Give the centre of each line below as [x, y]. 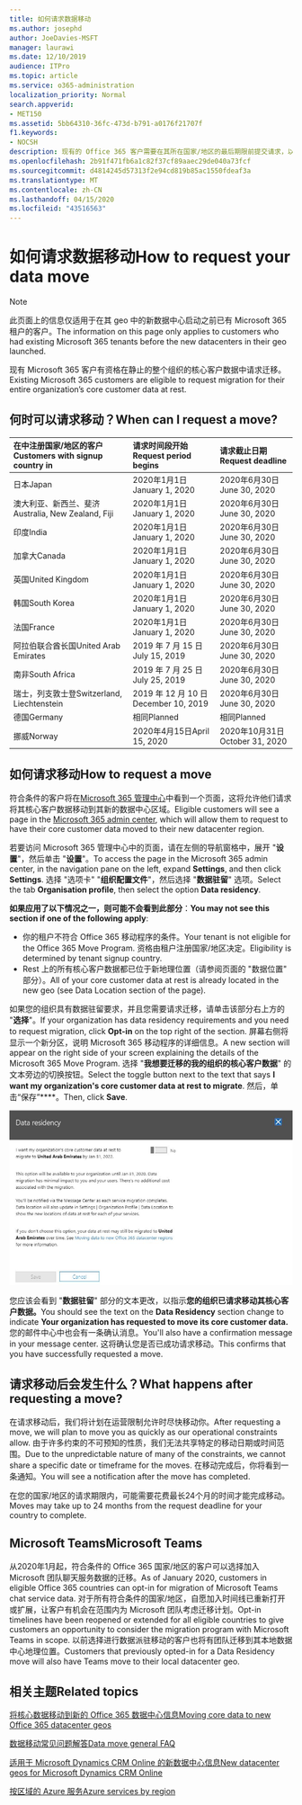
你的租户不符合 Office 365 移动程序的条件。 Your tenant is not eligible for [156, 936]
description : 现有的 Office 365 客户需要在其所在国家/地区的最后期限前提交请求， [149, 152]
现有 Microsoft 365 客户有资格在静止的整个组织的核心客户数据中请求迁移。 [147, 370]
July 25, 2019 [159, 680]
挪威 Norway [36, 736]
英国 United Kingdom [51, 579]
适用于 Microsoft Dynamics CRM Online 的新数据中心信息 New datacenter [145, 1763]
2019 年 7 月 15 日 [168, 646]
